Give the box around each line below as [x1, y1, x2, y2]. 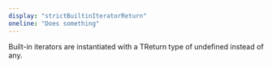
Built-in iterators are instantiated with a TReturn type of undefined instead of [8, 41, 264, 51]
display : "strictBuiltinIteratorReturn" [8, 11, 148, 20]
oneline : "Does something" [8, 19, 100, 28]
